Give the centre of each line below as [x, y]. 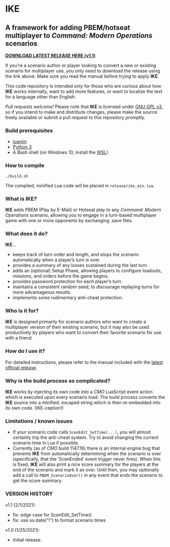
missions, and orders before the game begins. [61, 276]
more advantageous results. [42, 292]
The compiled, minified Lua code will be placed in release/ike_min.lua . [80, 185]
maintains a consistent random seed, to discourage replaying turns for [86, 287]
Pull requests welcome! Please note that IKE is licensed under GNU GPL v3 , [84, 107]
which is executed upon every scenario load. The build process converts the [85, 397]
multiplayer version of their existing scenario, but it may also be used [77, 327]
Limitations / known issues [39, 421]
